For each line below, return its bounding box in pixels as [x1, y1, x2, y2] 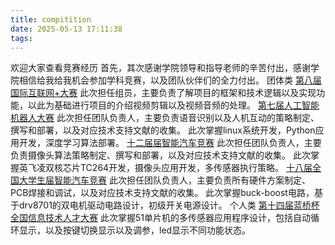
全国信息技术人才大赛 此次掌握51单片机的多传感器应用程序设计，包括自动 [10, 212, 311, 224]
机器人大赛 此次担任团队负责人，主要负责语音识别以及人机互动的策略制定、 [10, 112, 320, 124]
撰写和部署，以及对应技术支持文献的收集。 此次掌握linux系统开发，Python [10, 124, 316, 136]
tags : [10, 33, 33, 43]
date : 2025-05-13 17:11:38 [10, 24, 123, 34]
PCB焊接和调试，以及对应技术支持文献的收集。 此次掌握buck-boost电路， [10, 187, 315, 199]
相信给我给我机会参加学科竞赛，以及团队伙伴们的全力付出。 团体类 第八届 [18, 74, 322, 86]
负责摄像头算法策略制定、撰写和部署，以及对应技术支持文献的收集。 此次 [10, 149, 311, 161]
